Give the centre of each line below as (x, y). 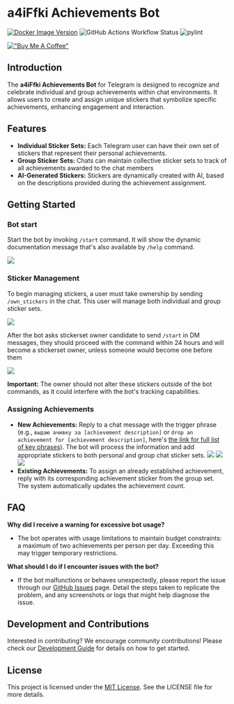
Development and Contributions (78, 624)
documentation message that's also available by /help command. (101, 247)
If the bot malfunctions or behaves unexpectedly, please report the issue (122, 580)
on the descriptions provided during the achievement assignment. (112, 182)
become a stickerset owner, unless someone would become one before (110, 350)
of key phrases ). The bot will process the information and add (106, 447)
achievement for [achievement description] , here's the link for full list (118, 439)
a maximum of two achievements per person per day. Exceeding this (116, 545)
